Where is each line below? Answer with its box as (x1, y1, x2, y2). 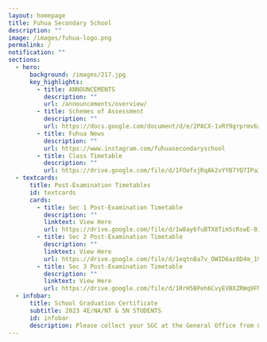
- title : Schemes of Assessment (37, 108, 145, 116)
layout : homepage (8, 11, 66, 20)
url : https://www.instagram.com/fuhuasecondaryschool (43, 144, 226, 152)
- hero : (15, 63, 41, 71)
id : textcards (29, 188, 77, 197)
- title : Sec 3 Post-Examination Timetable (37, 263, 183, 271)
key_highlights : (29, 78, 83, 86)
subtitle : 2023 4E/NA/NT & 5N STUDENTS (29, 306, 161, 314)
